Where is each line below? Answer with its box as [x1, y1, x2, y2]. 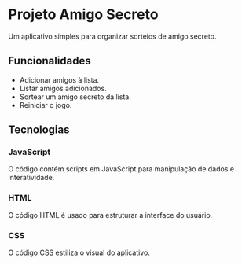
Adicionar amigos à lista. [19, 75, 100, 84]
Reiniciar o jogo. [19, 100, 72, 109]
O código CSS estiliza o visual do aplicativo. [8, 248, 151, 257]
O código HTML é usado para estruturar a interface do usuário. [8, 210, 213, 219]
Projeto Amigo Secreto [8, 6, 159, 24]
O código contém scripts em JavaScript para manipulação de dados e [8, 164, 234, 174]
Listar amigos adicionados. [19, 83, 108, 93]
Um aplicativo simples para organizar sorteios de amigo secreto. [8, 31, 217, 41]
